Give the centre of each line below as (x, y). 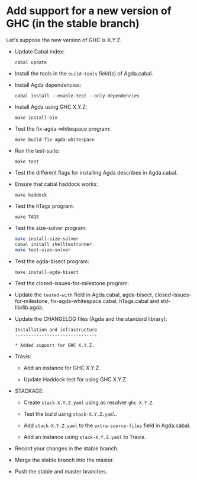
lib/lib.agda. (29, 307)
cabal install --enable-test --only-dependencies (77, 96)
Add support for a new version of (89, 11)
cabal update (31, 62)
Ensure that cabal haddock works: (56, 184)
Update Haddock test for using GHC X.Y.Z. (75, 379)
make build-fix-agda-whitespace (54, 140)
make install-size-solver (46, 239)
